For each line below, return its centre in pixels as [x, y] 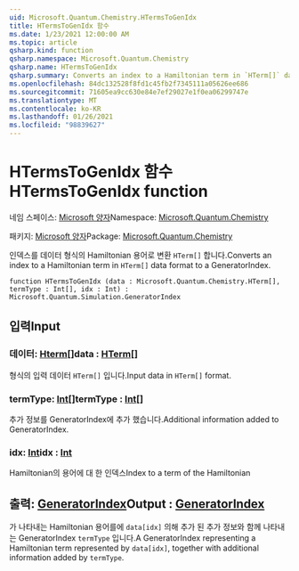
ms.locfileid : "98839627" [57, 126]
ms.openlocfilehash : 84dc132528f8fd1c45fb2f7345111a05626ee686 [129, 84]
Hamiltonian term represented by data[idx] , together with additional [134, 548]
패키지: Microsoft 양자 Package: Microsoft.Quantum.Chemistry [121, 236]
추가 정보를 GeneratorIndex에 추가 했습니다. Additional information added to [144, 419]
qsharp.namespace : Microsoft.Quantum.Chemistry [99, 59]
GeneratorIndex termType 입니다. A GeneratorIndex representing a [137, 538]
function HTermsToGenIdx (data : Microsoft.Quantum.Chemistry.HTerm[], [145, 281]
